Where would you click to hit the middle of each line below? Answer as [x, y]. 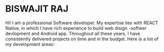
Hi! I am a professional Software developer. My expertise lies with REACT [82, 23]
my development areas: [30, 44]
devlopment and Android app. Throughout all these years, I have [73, 33]
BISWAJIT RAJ [37, 9]
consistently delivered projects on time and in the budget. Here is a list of [82, 39]
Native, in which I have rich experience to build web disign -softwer [76, 28]
